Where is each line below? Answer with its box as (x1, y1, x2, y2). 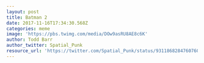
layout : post (6, 8, 39, 15)
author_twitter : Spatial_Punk (6, 43, 83, 49)
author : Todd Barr (6, 37, 53, 43)
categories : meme (6, 25, 50, 32)
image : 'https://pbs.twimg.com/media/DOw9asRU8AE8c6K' (6, 31, 148, 37)
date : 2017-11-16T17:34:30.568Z (6, 20, 88, 26)
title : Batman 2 (6, 14, 47, 20)
